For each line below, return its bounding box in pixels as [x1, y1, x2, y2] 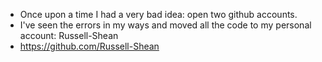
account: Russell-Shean [19, 30, 119, 41]
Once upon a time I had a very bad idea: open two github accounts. [19, 9, 298, 20]
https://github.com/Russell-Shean [19, 40, 160, 52]
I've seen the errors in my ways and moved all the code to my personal [19, 19, 312, 31]
